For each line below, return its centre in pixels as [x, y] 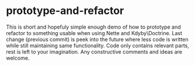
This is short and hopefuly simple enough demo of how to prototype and [93, 27]
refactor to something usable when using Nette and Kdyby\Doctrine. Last [94, 33]
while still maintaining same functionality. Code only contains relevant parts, [97, 46]
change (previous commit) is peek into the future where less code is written [97, 39]
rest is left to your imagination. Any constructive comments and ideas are [94, 51]
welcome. [18, 58]
